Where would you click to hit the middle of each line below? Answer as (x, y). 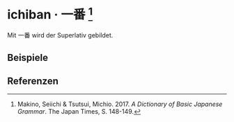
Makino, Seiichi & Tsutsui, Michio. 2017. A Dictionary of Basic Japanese (120, 104)
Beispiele (28, 57)
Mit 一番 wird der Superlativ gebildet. (60, 35)
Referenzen (33, 81)
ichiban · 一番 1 (50, 14)
